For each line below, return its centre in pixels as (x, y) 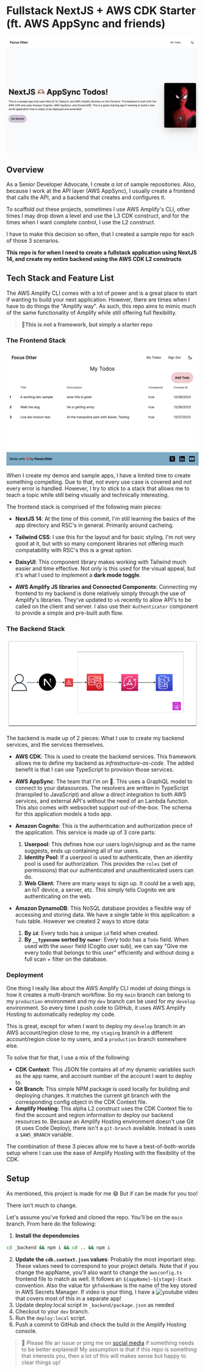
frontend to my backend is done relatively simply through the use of (100, 593)
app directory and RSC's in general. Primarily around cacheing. (94, 525)
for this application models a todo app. (63, 814)
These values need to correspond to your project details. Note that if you (106, 1265)
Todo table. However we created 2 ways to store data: (82, 921)
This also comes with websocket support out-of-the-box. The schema (103, 807)
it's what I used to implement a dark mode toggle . (78, 575)
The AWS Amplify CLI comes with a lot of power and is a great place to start (102, 293)
